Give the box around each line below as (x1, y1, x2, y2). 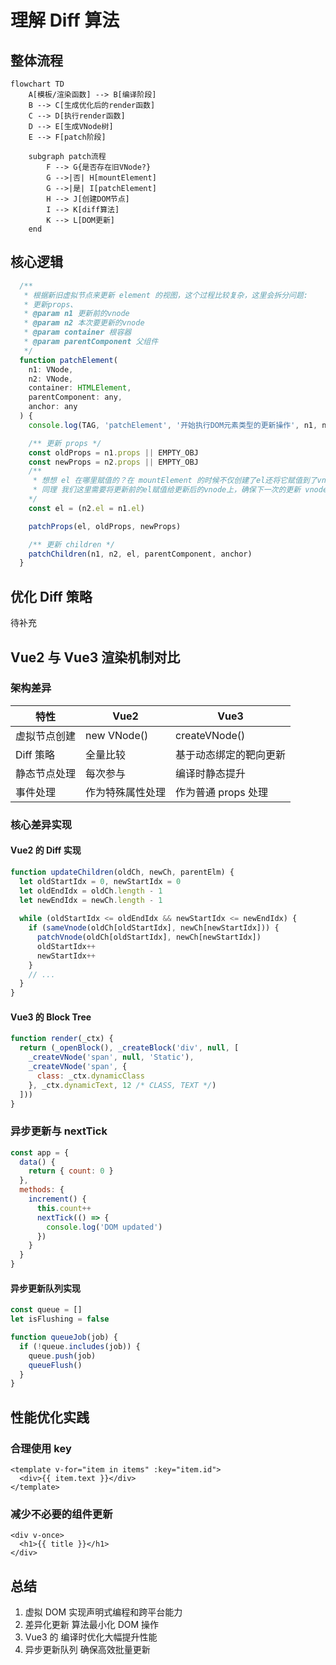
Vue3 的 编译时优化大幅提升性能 (24, 1631, 158, 1643)
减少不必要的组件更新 (10, 1507, 113, 1521)
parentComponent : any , (28, 392, 123, 403)
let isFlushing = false (10, 1314, 110, 1325)
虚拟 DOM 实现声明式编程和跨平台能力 (24, 1606, 183, 1618)
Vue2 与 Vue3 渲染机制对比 (10, 649, 181, 666)
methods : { (19, 1185, 65, 1195)
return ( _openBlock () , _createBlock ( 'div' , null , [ (19, 1043, 240, 1053)
